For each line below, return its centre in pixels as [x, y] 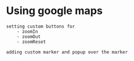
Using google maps [55, 11]
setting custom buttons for [41, 26]
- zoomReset [31, 42]
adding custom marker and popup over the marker [67, 52]
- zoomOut [29, 36]
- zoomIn [27, 31]
